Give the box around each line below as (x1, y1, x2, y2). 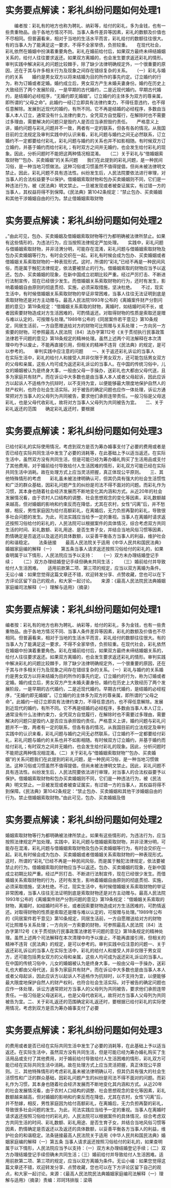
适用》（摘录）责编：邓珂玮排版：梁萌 (14, 1177, 93, 1183)
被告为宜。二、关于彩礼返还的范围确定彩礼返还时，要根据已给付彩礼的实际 (5, 998, 161, 1004)
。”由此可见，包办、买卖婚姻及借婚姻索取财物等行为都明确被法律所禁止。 (5, 233, 157, 239)
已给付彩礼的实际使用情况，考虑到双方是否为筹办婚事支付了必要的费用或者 (5, 443, 161, 449)
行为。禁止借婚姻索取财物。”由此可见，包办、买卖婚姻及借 (5, 794, 126, 801)
